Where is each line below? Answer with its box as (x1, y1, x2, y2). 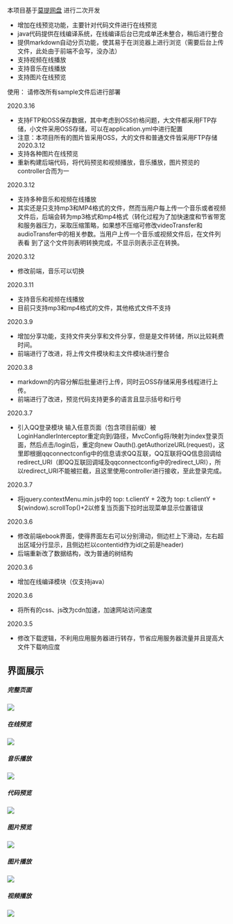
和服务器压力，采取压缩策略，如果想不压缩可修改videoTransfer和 (17, 221, 203, 229)
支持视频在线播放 (17, 56, 67, 64)
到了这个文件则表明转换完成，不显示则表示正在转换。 (31, 238, 184, 247)
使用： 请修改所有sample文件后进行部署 (7, 88, 121, 96)
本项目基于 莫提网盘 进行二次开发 (7, 6, 101, 14)
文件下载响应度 (17, 642, 60, 651)
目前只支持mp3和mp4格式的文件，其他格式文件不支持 (17, 304, 171, 311)
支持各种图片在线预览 (17, 149, 78, 158)
